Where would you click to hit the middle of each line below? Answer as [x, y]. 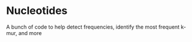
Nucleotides [37, 11]
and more [30, 33]
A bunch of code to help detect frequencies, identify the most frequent [93, 27]
